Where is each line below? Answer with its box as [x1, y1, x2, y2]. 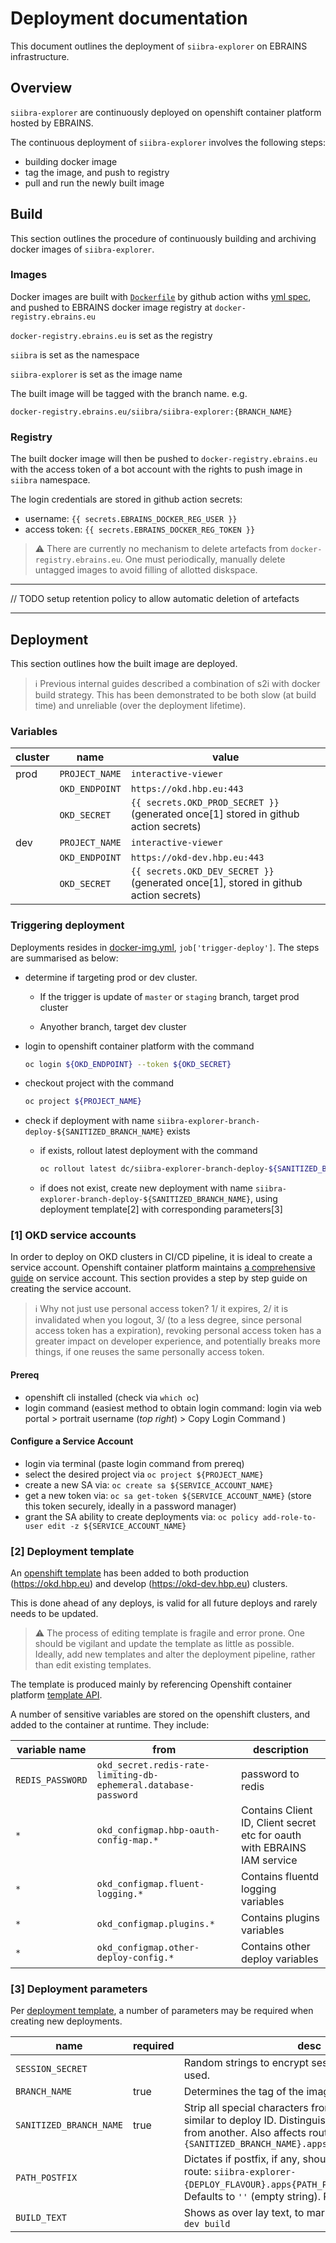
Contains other [241, 1940, 311, 1954]
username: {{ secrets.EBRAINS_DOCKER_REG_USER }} [24, 513, 238, 525]
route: [183, 2165, 212, 2179]
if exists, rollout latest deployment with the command [39, 1145, 258, 1157]
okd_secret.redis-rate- [96, 1760, 210, 1771]
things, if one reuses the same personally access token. [34, 1346, 265, 1358]
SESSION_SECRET [15, 2063, 88, 2075]
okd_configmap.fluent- [96, 1878, 205, 1890]
